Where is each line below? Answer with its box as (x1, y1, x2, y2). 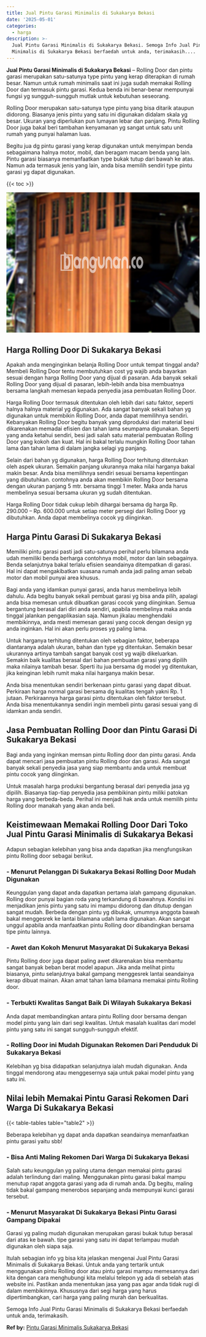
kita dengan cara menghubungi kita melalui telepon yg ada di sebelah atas (6, 1274, 194, 1281)
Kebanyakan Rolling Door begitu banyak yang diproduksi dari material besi (6, 419, 194, 426)
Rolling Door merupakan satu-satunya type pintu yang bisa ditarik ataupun (6, 104, 194, 112)
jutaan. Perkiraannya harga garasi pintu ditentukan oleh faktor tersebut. (6, 695, 186, 702)
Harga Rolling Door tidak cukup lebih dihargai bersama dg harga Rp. (6, 501, 178, 508)
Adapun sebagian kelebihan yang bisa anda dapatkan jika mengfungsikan (6, 845, 193, 853)
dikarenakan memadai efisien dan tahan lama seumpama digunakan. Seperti (6, 425, 199, 432)
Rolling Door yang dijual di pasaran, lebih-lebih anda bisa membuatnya (6, 381, 185, 388)
